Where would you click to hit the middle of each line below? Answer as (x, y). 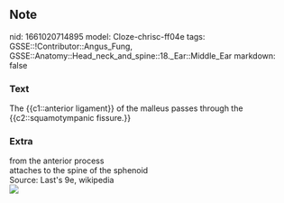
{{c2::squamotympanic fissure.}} (70, 118)
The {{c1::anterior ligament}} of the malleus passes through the (126, 108)
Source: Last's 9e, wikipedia (62, 180)
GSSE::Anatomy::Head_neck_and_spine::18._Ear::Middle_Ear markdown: (143, 55)
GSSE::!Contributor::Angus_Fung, (71, 46)
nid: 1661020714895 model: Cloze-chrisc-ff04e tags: (107, 36)
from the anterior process (57, 161)
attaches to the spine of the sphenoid (79, 171)
